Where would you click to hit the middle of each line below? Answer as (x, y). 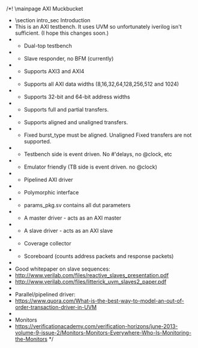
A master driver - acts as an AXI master (73, 218)
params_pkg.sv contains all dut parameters (77, 205)
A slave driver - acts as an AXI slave (68, 231)
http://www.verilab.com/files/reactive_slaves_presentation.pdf (92, 275)
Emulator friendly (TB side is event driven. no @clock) (91, 167)
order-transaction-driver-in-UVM (56, 307)
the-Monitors (31, 339)
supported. (37, 141)
